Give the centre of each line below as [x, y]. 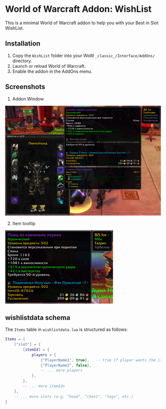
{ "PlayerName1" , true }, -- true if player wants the [98, 360]
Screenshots [25, 87]
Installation [23, 44]
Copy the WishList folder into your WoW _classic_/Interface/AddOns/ [83, 55]
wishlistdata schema [38, 318]
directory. [22, 61]
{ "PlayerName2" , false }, [66, 365]
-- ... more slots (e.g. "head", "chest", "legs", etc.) [74, 397]
